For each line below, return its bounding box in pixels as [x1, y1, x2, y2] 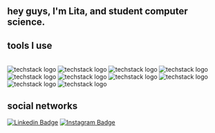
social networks [7, 100, 78, 112]
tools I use [7, 39, 53, 51]
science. [7, 17, 46, 28]
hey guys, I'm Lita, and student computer [7, 6, 188, 17]
